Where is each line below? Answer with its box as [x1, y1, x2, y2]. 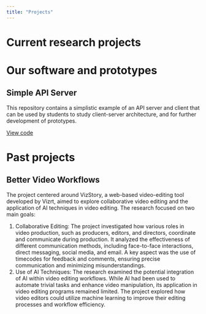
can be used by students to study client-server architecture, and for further [6, 110, 197, 118]
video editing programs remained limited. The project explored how [15, 288, 186, 295]
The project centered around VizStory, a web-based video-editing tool [6, 191, 185, 198]
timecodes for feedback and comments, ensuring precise [15, 255, 161, 262]
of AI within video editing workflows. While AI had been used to [15, 274, 176, 282]
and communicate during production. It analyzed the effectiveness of [15, 235, 190, 243]
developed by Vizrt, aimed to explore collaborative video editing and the [6, 197, 188, 205]
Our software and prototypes [6, 64, 158, 77]
